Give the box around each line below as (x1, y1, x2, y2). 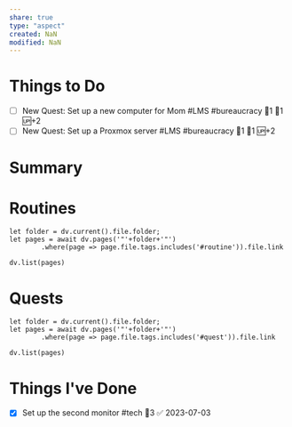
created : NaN (9, 29, 58, 38)
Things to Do (9, 77, 106, 96)
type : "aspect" (9, 21, 66, 30)
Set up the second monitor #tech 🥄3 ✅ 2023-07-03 (21, 407, 211, 418)
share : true (9, 12, 53, 22)
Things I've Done (9, 378, 138, 399)
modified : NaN (9, 37, 62, 47)
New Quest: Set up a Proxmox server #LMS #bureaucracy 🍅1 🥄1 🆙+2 (21, 125, 276, 136)
